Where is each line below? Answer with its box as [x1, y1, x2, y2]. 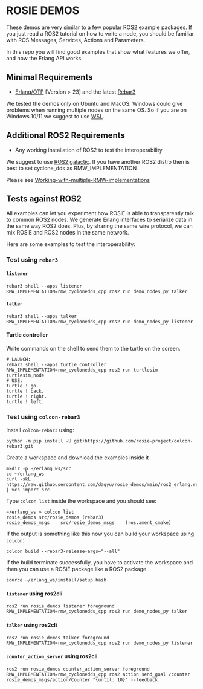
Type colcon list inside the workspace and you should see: [6, 497, 157, 505]
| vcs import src [6, 487, 50, 493]
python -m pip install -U [6, 438, 71, 444]
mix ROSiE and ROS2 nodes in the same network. [6, 229, 129, 236]
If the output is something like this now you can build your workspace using [6, 530, 195, 538]
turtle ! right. [6, 393, 47, 399]
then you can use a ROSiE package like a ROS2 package [6, 566, 147, 573]
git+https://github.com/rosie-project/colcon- [73, 438, 193, 444]
